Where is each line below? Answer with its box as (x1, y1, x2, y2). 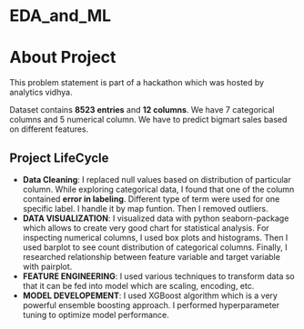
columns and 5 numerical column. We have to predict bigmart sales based (9, 115, 288, 125)
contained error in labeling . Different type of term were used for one (22, 193, 280, 204)
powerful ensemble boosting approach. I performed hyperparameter (22, 299, 280, 310)
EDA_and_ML (9, 5, 112, 26)
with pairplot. (22, 261, 73, 272)
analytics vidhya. (9, 87, 73, 98)
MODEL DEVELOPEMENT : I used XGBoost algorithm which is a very (22, 290, 278, 301)
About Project (9, 47, 117, 68)
